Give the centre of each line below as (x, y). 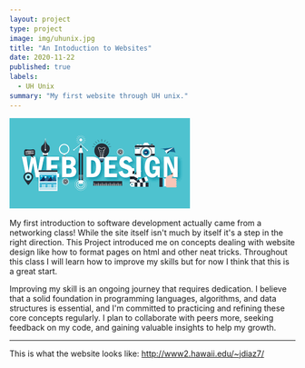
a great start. (34, 271)
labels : (24, 77)
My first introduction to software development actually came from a (135, 223)
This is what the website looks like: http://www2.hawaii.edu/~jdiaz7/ (137, 353)
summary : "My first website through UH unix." (99, 95)
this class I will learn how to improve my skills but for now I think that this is (150, 261)
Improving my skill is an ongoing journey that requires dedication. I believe (148, 288)
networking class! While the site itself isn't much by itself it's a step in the (147, 233)
